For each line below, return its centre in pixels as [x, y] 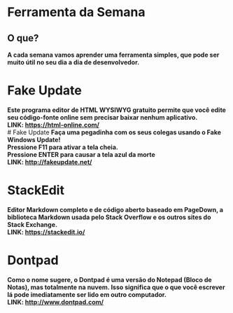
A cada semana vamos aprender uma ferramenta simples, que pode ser [113, 55]
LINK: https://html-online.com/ [54, 125]
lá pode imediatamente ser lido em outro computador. [87, 294]
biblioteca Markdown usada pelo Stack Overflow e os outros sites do [109, 217]
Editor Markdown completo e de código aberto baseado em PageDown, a [115, 209]
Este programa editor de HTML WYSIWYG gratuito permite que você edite [116, 110]
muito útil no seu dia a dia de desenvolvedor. [73, 62]
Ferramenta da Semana [76, 12]
